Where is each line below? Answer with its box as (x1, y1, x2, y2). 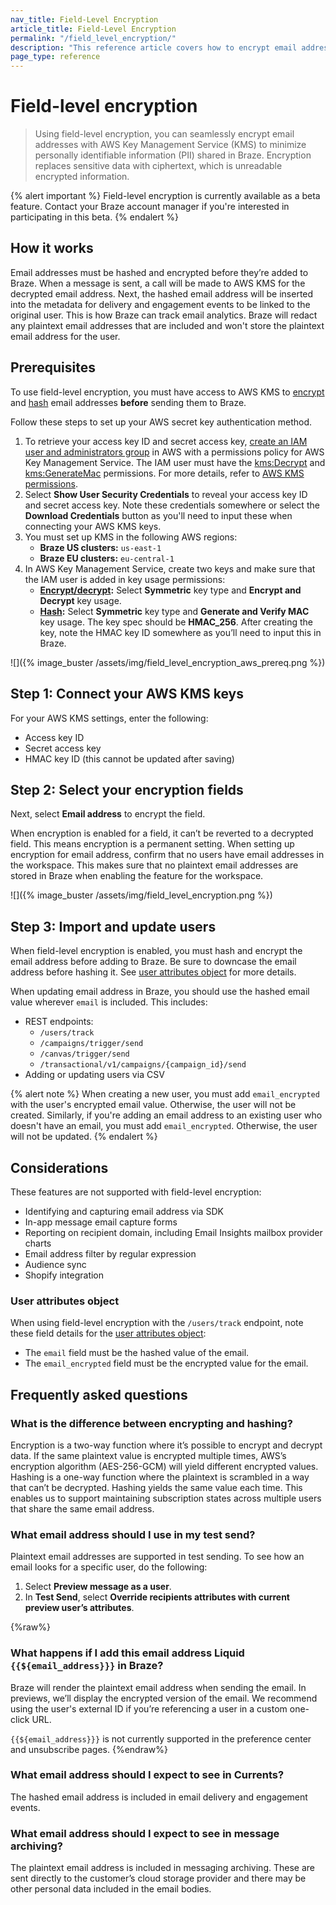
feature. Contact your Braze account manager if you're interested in (10, 201, 290, 213)
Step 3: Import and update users (10, 918, 217, 935)
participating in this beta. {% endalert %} (10, 211, 179, 223)
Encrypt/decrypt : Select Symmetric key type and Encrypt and (39, 584, 302, 596)
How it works (10, 240, 94, 257)
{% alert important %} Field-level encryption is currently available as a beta (10, 190, 321, 202)
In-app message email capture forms (24, 1216, 178, 1228)
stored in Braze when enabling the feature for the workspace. (10, 870, 264, 882)
